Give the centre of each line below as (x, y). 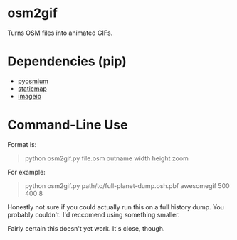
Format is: (22, 144)
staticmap (32, 88)
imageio (29, 96)
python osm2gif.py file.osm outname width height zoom (106, 158)
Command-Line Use (68, 125)
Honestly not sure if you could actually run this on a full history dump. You (116, 207)
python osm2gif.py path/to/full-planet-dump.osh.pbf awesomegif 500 (127, 185)
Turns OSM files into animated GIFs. (60, 33)
